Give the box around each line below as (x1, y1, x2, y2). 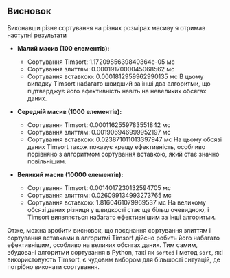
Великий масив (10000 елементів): (16, 170, 124, 178)
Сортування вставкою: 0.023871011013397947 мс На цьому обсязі (27, 135, 222, 143)
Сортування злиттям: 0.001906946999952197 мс (27, 128, 171, 136)
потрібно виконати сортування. (7, 262, 100, 270)
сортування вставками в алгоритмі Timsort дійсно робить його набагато (7, 233, 220, 242)
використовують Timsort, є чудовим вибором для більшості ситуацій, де (7, 255, 221, 264)
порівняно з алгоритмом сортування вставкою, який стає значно (27, 150, 220, 158)
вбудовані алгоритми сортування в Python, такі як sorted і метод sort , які (7, 248, 223, 256)
